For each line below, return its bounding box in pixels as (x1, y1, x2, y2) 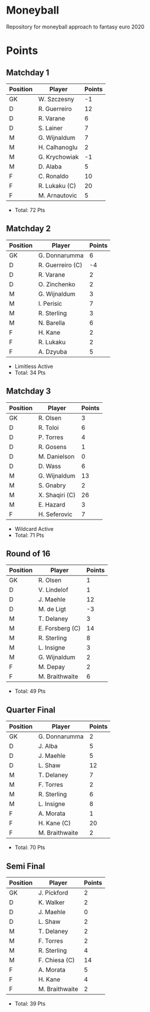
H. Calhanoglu (38, 143, 78, 151)
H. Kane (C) (38, 819, 71, 827)
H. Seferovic (38, 510, 73, 518)
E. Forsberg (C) (38, 625, 81, 633)
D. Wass (38, 462, 61, 470)
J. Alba (38, 742, 58, 750)
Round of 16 (6, 549, 51, 559)
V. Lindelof (38, 586, 69, 594)
